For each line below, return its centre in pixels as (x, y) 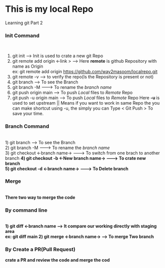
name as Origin (28, 66)
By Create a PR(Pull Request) (40, 249)
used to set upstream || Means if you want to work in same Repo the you (86, 103)
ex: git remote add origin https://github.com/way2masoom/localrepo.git (85, 72)
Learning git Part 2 (24, 23)
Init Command (22, 36)
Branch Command (27, 126)
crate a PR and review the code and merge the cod (57, 260)
